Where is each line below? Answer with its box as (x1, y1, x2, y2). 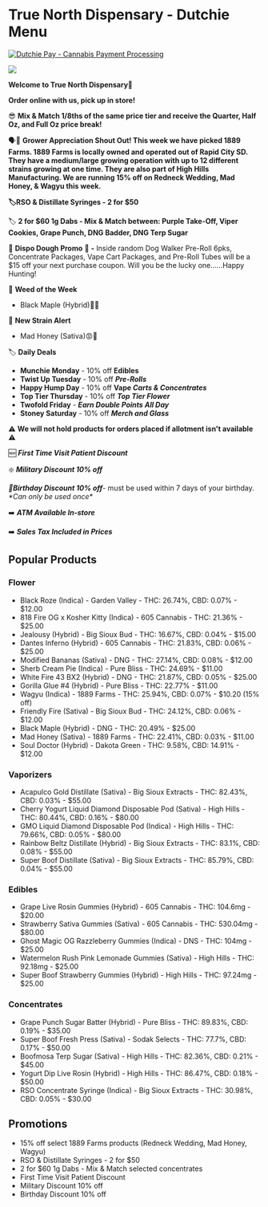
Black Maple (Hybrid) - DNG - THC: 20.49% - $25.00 (19, 723, 196, 733)
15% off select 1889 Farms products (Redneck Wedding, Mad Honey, (19, 1138, 247, 1148)
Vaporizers (8, 769, 52, 780)
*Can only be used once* (8, 491, 94, 501)
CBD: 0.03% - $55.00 (19, 795, 92, 805)
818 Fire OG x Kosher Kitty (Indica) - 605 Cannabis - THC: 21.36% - (19, 612, 243, 622)
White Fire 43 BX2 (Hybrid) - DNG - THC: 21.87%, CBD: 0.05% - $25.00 (19, 672, 258, 681)
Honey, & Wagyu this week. (8, 181, 102, 190)
